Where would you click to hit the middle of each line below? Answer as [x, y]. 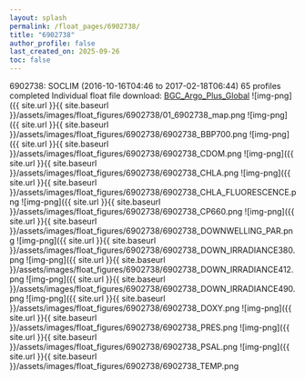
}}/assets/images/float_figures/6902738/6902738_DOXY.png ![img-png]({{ [151, 308]
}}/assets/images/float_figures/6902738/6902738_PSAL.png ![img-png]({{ [150, 347]
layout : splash [38, 18]
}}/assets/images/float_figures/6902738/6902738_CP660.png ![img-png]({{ [152, 211]
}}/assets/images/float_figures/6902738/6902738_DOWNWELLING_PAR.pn [151, 231]
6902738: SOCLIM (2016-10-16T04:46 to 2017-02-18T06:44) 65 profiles [145, 86]
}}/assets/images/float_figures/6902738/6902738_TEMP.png [124, 366]
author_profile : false [52, 43]
